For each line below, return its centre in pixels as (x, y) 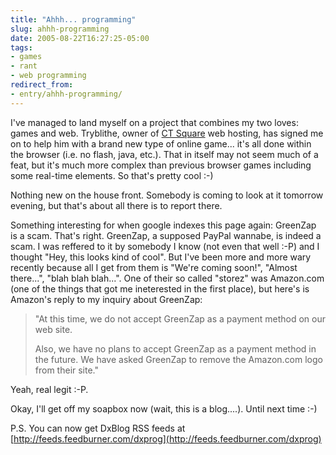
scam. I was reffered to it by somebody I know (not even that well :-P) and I (165, 246)
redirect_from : (42, 85)
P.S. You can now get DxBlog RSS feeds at (98, 428)
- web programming (48, 76)
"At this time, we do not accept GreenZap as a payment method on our (180, 318)
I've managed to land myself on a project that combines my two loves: (154, 122)
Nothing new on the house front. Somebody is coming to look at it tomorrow (167, 195)
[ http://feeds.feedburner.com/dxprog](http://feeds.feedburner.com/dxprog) (166, 438)
